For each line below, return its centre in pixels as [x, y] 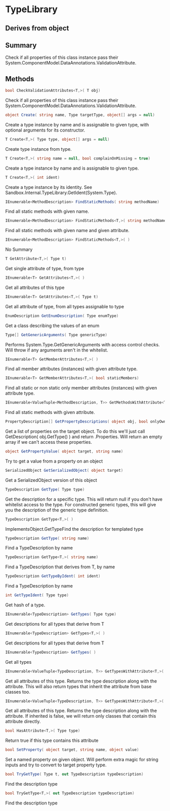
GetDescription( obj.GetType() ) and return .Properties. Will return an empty [84, 437]
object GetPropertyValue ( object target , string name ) [64, 451]
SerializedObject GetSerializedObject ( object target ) [64, 470]
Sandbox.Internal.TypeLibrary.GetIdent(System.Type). [61, 192]
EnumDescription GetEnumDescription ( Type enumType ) [62, 316]
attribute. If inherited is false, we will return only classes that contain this [81, 716]
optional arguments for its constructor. [45, 130]
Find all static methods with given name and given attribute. [68, 231]
